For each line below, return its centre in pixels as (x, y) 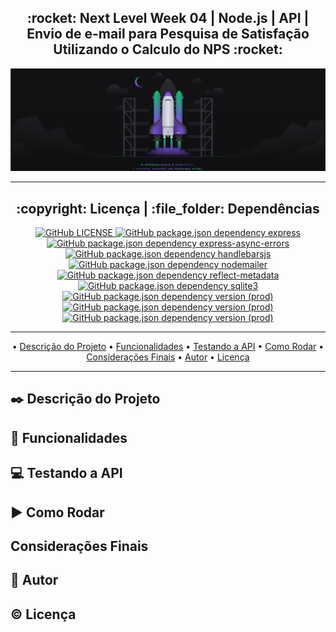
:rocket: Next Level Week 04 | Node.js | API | (168, 18)
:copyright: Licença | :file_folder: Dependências (168, 208)
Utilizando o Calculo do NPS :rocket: (168, 49)
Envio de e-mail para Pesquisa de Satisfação (168, 34)
